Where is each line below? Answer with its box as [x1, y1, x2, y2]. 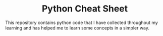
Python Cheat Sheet [41, 3, 128, 14]
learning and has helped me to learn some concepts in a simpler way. [5, 24, 150, 30]
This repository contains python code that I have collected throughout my [5, 19, 158, 25]
